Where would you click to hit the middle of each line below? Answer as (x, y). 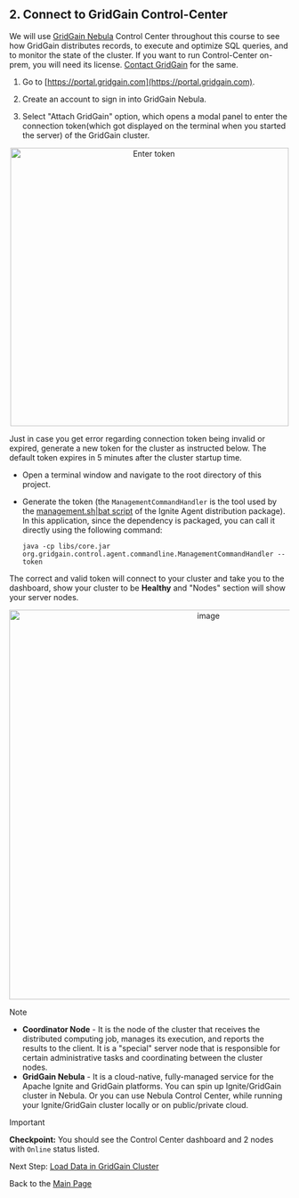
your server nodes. (44, 597)
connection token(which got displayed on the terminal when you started (154, 126)
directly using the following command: (92, 530)
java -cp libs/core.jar (66, 546)
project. (36, 484)
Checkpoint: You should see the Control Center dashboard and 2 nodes (141, 1139)
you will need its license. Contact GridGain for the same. (135, 64)
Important (27, 1122)
